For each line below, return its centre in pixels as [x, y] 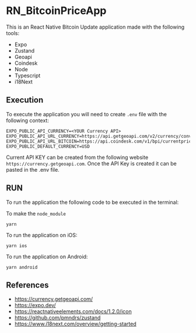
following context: [28, 120]
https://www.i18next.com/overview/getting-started [75, 324]
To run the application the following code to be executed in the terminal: [92, 202]
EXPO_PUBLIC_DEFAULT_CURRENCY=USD [48, 146]
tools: [13, 33]
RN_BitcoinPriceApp [56, 11]
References [27, 285]
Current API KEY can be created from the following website [77, 157]
